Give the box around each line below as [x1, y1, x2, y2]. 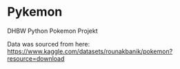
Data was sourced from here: [7, 40, 90, 48]
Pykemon [7, 4, 63, 20]
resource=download [7, 54, 65, 62]
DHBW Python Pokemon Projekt [7, 27, 98, 35]
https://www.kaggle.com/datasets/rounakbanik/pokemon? [7, 47, 173, 55]
